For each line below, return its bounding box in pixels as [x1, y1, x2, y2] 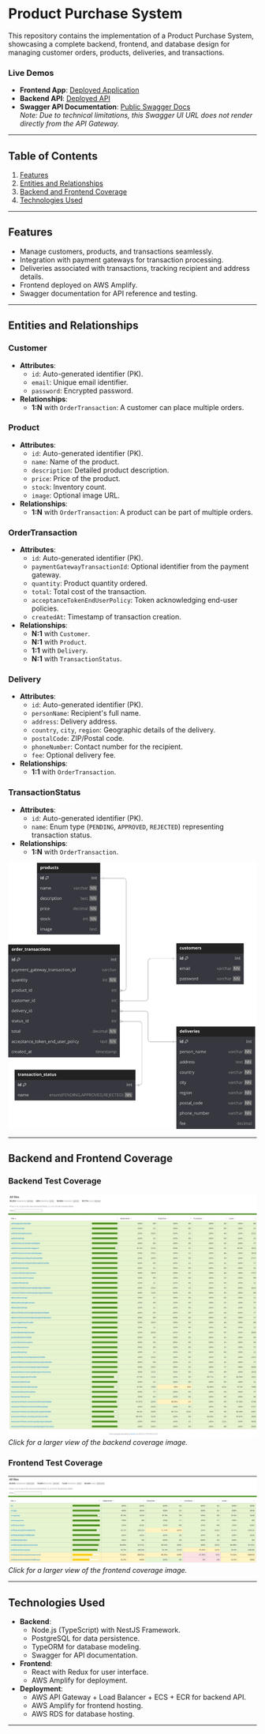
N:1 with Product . [31, 638, 87, 647]
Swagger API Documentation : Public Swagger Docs [19, 102, 191, 111]
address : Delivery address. [31, 717, 118, 727]
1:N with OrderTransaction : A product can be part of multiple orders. [31, 507, 254, 517]
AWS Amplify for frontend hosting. [31, 1701, 144, 1710]
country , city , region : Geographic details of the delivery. [31, 725, 216, 735]
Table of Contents [8, 149, 99, 163]
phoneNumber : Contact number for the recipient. [31, 742, 183, 751]
